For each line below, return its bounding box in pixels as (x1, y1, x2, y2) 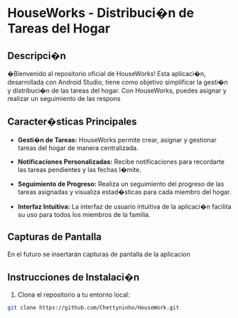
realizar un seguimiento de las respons (7, 95, 121, 102)
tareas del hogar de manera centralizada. (17, 143, 139, 152)
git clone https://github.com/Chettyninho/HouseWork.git (7, 304, 180, 312)
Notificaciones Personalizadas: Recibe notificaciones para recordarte (17, 157, 225, 166)
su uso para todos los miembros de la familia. (17, 210, 151, 218)
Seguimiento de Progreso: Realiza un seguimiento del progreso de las (17, 179, 225, 188)
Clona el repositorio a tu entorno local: (17, 290, 130, 299)
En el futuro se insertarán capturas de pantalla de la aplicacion (7, 250, 190, 258)
